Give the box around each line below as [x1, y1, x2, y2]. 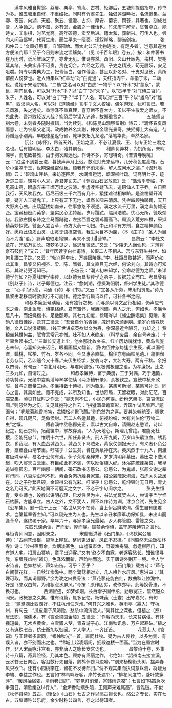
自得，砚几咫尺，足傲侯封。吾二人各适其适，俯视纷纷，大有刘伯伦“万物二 [5, 415, 160, 421]
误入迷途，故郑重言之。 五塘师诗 [76, 113, 165, 120]
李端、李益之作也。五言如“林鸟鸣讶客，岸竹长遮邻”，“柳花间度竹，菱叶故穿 [5, 672, 164, 677]
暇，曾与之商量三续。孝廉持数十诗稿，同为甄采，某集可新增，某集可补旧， [5, 383, 162, 389]
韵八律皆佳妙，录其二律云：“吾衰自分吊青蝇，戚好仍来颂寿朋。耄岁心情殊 [5, 319, 160, 325]
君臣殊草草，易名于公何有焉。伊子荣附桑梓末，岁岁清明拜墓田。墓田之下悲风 [5, 454, 167, 459]
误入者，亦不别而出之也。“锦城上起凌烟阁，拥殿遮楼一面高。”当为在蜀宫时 [5, 639, 160, 645]
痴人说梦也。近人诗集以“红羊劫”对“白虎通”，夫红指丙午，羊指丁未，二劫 [9, 75, 161, 81]
